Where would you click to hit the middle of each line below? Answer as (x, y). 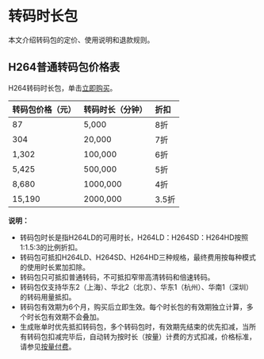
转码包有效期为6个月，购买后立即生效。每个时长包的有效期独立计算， (133, 307)
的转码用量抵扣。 (48, 297)
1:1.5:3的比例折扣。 (51, 247)
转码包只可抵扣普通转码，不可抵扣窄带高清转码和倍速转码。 (117, 277)
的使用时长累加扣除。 (54, 267)
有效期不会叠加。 (75, 317)
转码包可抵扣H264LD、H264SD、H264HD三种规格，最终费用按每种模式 (138, 257)
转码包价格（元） (44, 110)
